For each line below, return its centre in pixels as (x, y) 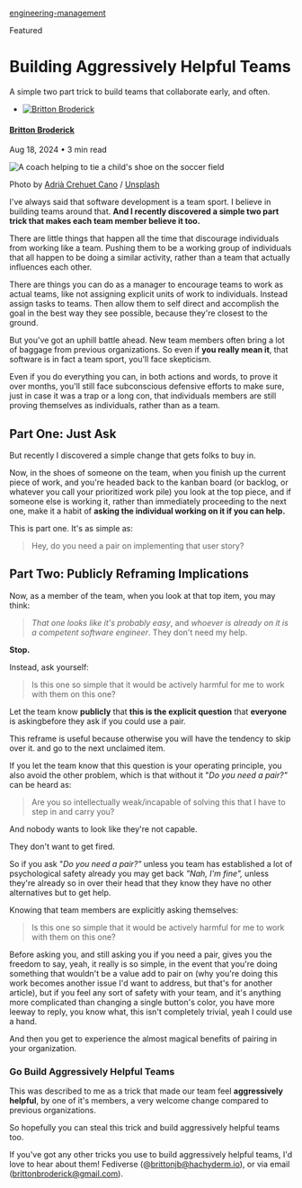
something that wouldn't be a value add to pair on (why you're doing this (144, 973)
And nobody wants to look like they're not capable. (103, 829)
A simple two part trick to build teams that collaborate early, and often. (140, 91)
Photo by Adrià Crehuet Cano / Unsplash (84, 184)
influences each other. (51, 267)
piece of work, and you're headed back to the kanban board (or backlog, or (149, 482)
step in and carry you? (73, 811)
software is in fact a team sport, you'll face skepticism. (111, 360)
